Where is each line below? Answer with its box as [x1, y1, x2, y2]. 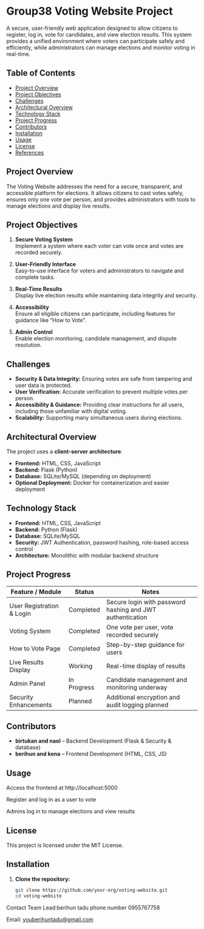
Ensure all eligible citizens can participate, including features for [15, 310, 176, 317]
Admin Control [15, 328, 53, 336]
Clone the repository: [15, 875, 70, 883]
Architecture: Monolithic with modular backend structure [15, 551, 159, 559]
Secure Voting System [15, 236, 73, 243]
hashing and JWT [106, 605, 157, 613]
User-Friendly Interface [15, 261, 76, 268]
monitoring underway [106, 683, 168, 691]
